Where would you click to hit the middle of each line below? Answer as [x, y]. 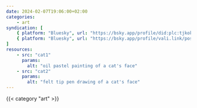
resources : [19, 50]
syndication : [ [25, 28]
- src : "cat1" [34, 55]
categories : [21, 17]
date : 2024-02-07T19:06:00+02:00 [47, 11]
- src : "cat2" [34, 71]
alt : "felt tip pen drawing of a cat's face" [84, 82]
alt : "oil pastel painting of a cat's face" [82, 66]
